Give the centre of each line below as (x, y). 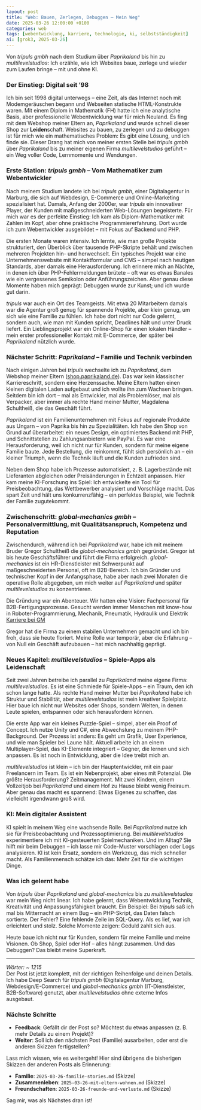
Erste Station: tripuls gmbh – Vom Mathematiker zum (84, 171)
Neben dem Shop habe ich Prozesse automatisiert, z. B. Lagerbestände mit (99, 469)
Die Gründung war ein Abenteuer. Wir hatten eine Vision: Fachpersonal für (98, 601)
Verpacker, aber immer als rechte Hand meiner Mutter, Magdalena (88, 402)
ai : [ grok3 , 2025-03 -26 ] (37, 39)
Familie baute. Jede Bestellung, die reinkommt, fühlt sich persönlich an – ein (100, 451)
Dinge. (14, 865)
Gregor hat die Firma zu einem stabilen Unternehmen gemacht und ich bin (98, 631)
